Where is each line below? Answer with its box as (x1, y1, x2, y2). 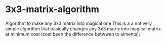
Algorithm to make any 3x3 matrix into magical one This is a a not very (5, 20, 152, 26)
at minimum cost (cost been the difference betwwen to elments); (5, 31, 140, 37)
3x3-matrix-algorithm (5, 4, 100, 15)
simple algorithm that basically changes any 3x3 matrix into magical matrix (5, 25, 161, 31)
